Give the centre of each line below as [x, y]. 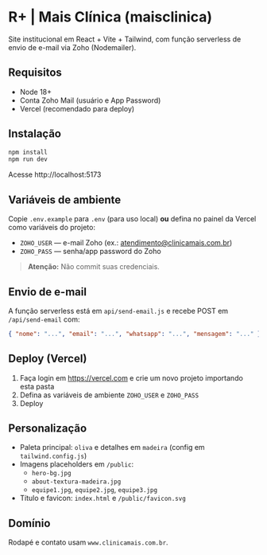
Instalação [35, 134]
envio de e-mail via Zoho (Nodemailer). [72, 47]
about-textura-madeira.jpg [76, 482]
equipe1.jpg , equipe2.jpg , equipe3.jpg [94, 490]
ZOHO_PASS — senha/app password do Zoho [90, 252]
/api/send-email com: [44, 319]
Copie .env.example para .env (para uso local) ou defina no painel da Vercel [132, 219]
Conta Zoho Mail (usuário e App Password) [90, 100]
